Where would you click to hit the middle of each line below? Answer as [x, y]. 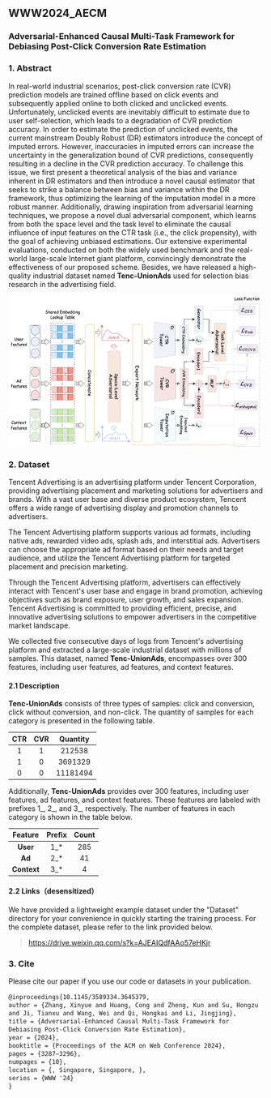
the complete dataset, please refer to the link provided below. [110, 927]
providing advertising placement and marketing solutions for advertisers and [136, 491]
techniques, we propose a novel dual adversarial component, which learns [132, 215]
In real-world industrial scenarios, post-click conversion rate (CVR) [120, 86]
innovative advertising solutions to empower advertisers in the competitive [133, 616]
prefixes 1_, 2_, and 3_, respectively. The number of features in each [122, 808]
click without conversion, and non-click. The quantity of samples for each [131, 712]
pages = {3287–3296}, [45, 1054]
